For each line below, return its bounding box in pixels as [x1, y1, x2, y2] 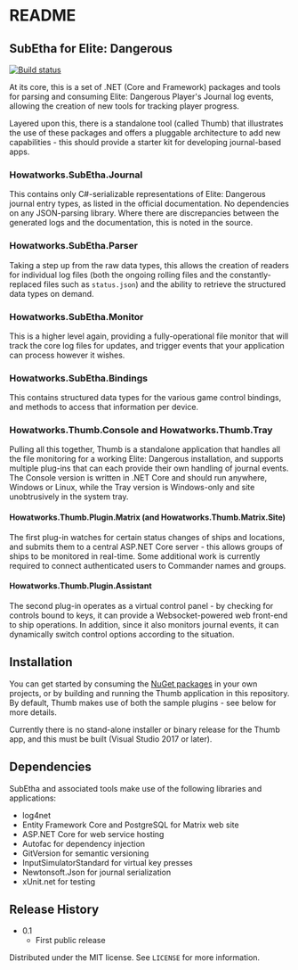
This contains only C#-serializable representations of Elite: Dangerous [9, 189, 266, 200]
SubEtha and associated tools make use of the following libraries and [9, 783, 262, 793]
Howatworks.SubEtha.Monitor [9, 310, 144, 323]
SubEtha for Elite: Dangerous [9, 41, 173, 56]
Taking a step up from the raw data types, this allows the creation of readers [9, 259, 289, 270]
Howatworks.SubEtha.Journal [9, 169, 143, 181]
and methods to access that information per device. [9, 402, 198, 413]
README [9, 5, 77, 26]
